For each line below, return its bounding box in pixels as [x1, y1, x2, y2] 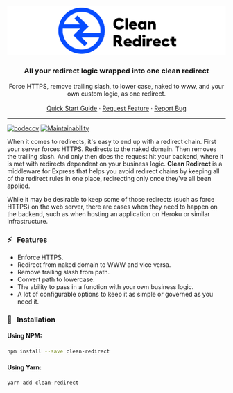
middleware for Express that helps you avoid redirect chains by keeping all [7, 166, 220, 175]
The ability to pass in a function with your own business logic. [17, 282, 194, 290]
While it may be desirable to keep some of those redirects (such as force [7, 195, 215, 203]
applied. [7, 182, 31, 190]
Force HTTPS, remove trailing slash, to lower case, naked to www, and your [8, 82, 225, 90]
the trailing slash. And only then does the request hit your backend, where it [7, 152, 224, 160]
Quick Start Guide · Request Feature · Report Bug [46, 104, 187, 112]
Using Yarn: [7, 363, 42, 372]
